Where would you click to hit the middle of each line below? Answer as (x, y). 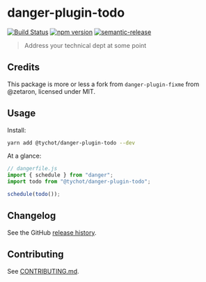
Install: (17, 130)
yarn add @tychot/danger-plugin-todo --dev (71, 143)
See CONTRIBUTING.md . (43, 271)
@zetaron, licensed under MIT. (51, 91)
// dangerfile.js (32, 169)
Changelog (32, 216)
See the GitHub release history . (52, 232)
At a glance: (24, 156)
